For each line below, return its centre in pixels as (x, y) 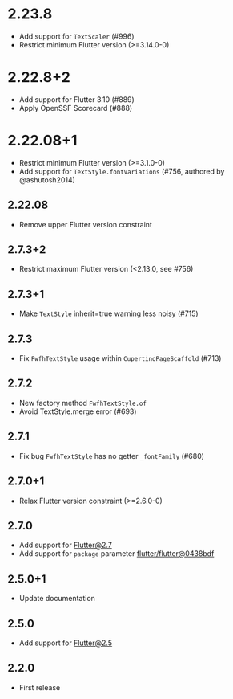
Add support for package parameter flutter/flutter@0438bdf (116, 554)
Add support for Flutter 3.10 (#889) (77, 99)
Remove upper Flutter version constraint (86, 224)
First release (40, 687)
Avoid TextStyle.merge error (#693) (78, 411)
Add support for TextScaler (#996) (76, 36)
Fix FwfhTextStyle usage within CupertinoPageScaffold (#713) (120, 358)
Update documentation (57, 599)
